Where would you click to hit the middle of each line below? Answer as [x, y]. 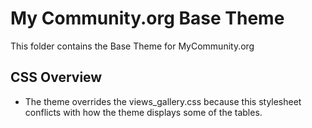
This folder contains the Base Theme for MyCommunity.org [132, 46]
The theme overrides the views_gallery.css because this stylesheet [163, 101]
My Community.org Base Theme [147, 18]
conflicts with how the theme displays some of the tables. [143, 112]
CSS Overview [56, 77]
